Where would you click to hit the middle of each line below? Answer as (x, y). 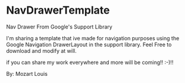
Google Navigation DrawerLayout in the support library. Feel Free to (89, 44)
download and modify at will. (42, 50)
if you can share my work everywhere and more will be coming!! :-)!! (90, 62)
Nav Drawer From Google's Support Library (59, 27)
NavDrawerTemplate (58, 10)
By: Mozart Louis (27, 74)
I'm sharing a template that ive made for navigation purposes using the (93, 38)
